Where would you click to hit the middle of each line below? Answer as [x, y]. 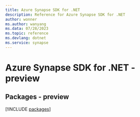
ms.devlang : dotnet [26, 38]
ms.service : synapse [27, 43]
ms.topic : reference [27, 33]
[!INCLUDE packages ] [28, 109]
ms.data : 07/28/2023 [27, 29]
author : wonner [21, 19]
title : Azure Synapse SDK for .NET [43, 10]
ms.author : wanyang [26, 24]
